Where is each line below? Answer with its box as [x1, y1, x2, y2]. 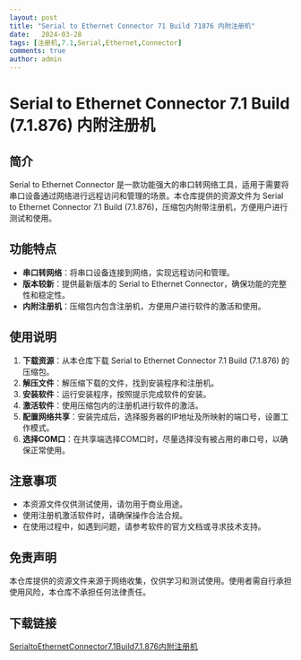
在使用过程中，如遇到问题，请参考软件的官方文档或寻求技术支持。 [21, 521, 266, 532]
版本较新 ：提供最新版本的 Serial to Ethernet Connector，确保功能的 [21, 278, 271, 289]
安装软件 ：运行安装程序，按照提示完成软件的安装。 [21, 388, 211, 399]
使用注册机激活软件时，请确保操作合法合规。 [21, 510, 188, 521]
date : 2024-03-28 [9, 30, 82, 39]
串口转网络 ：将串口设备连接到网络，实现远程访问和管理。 [21, 266, 235, 278]
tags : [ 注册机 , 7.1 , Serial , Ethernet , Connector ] [9, 38, 182, 48]
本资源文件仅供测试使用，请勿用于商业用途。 [21, 499, 188, 509]
